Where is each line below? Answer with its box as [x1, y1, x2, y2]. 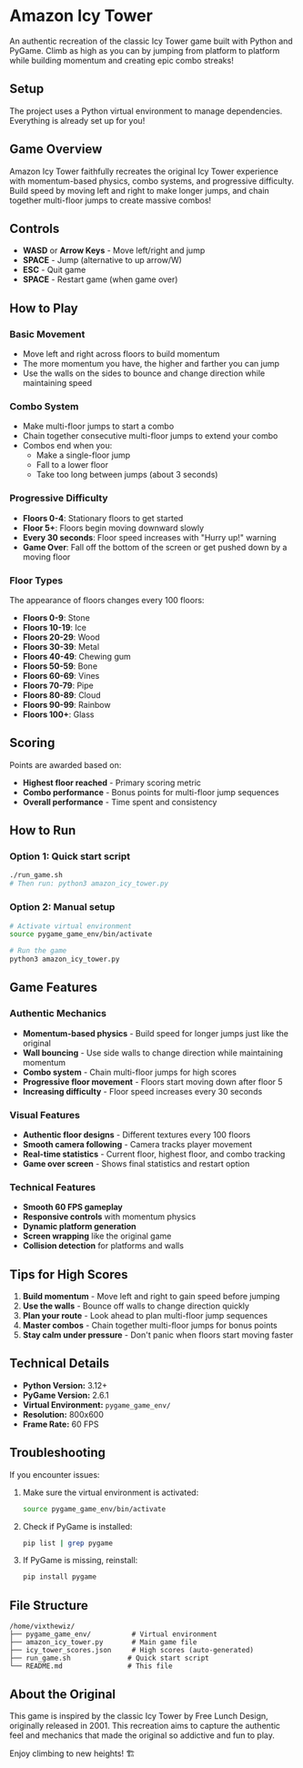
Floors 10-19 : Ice [22, 621, 86, 632]
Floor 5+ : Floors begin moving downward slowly [22, 522, 205, 533]
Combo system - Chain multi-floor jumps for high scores [22, 1066, 237, 1077]
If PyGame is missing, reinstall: [22, 1555, 138, 1566]
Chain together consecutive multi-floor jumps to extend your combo [22, 430, 278, 441]
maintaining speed [22, 378, 93, 389]
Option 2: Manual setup [9, 901, 116, 914]
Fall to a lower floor [35, 460, 109, 470]
